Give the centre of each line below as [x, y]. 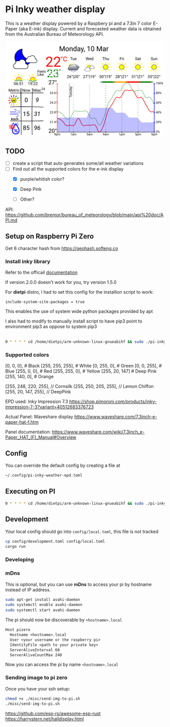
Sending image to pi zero [36, 678]
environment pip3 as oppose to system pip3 [51, 327]
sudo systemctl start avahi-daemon [43, 610]
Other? [27, 199]
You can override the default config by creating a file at [63, 466]
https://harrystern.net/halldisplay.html [45, 719]
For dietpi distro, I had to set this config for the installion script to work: [79, 292]
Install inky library [28, 261]
